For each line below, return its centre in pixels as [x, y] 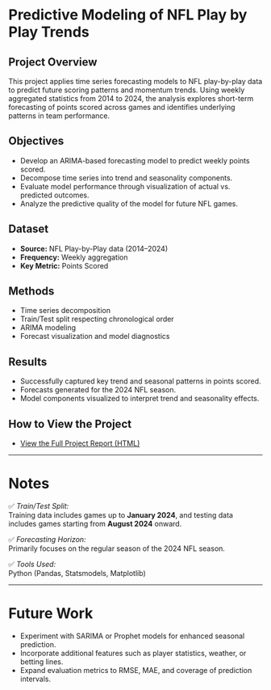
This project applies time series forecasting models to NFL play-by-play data [135, 81]
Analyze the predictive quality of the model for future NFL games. [129, 203]
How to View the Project [70, 423]
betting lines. [42, 662]
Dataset [29, 229]
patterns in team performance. [59, 116]
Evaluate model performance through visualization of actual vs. [125, 186]
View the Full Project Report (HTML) [80, 443]
